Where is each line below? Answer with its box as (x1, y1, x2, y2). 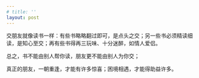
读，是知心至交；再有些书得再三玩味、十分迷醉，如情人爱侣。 (6, 39, 161, 47)
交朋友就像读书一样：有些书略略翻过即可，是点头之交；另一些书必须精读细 (6, 31, 193, 39)
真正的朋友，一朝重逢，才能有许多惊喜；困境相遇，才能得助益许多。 (6, 65, 177, 73)
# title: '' (6, 8, 37, 15)
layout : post (6, 15, 40, 21)
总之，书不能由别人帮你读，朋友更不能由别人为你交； (6, 52, 140, 59)
